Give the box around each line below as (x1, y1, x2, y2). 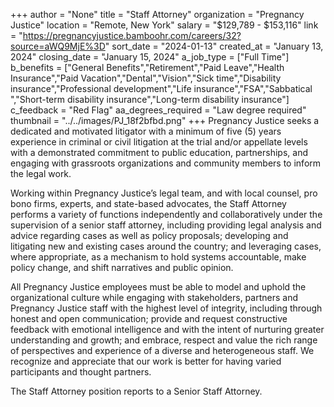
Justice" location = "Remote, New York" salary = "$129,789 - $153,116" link (10, 19, 319, 31)
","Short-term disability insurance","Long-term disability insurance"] (10, 94, 290, 105)
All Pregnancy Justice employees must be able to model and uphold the (10, 281, 307, 293)
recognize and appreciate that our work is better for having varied (10, 355, 282, 367)
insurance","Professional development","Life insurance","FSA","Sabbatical (10, 83, 313, 94)
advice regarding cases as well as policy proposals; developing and (10, 230, 289, 241)
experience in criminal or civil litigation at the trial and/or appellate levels (10, 136, 308, 148)
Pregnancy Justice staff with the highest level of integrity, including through (10, 302, 323, 314)
